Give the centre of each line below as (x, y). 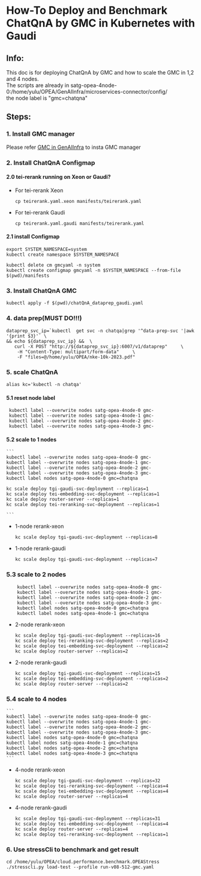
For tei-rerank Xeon (39, 190)
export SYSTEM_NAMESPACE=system (46, 250)
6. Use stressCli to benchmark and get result (73, 849)
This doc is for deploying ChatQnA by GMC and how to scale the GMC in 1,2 (100, 72)
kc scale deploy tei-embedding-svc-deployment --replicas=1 (83, 494)
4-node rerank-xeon (40, 770)
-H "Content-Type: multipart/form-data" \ (76, 352)
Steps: (19, 117)
